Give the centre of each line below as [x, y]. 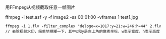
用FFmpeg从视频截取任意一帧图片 [40, 7]
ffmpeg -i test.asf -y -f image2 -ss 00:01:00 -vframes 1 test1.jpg [72, 17]
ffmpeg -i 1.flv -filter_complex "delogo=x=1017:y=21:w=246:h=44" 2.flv [83, 26]
